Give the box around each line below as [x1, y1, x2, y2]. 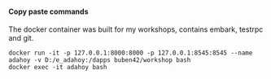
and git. [8, 33, 34, 43]
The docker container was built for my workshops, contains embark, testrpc [8, 24, 264, 34]
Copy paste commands [8, 7, 89, 16]
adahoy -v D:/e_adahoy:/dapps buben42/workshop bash [8, 56, 191, 64]
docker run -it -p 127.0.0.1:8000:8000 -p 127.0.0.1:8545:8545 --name [8, 49, 253, 57]
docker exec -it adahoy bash [8, 64, 107, 72]
